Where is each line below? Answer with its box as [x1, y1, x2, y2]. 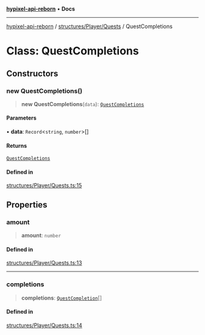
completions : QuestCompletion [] [21, 294, 103, 301]
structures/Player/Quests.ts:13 [6, 259, 82, 267]
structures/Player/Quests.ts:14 [6, 322, 82, 329]
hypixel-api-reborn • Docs [6, 5, 75, 12]
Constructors [6, 68, 59, 79]
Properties [6, 200, 48, 210]
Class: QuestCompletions [6, 44, 139, 58]
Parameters [6, 114, 37, 121]
